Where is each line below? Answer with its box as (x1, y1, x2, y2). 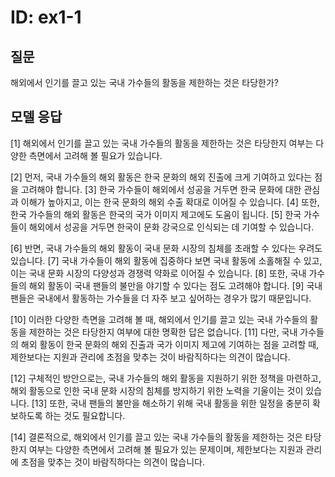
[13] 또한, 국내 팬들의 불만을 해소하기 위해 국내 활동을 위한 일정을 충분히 (31, 397, 311, 409)
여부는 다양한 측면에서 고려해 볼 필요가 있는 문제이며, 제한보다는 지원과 (28, 443, 304, 455)
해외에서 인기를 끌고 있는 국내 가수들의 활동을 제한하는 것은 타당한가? (10, 77, 279, 88)
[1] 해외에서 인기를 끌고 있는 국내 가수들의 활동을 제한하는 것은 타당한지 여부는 (10, 137, 314, 149)
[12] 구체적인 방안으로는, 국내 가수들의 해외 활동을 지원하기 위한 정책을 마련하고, (10, 372, 322, 384)
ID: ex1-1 (10, 6, 82, 29)
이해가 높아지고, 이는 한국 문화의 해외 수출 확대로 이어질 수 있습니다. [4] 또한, (20, 196, 320, 208)
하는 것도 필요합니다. (44, 409, 126, 421)
